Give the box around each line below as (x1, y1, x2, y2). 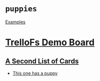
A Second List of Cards (5, 57, 79, 65)
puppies (5, 4, 37, 14)
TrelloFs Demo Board (5, 37, 95, 48)
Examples (5, 19, 26, 25)
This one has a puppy (12, 70, 58, 76)
